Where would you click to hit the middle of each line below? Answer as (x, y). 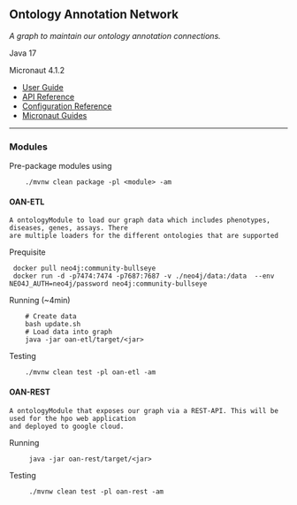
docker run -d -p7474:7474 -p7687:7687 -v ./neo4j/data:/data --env (144, 276)
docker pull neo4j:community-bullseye (84, 269)
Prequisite (27, 252)
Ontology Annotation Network (94, 15)
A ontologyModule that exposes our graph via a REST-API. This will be (144, 410)
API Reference (48, 96)
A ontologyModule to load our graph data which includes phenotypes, (140, 220)
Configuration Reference (67, 106)
